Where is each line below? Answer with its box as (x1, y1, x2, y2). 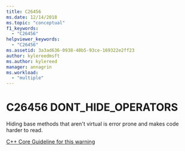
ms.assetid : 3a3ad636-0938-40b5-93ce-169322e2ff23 (6, 48, 135, 54)
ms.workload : (6, 70, 39, 75)
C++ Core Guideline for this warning (6, 138, 95, 146)
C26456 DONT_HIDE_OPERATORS (6, 100, 178, 114)
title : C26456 (6, 8, 42, 15)
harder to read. (6, 127, 43, 134)
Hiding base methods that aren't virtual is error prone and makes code (6, 120, 179, 128)
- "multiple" (11, 75, 44, 81)
